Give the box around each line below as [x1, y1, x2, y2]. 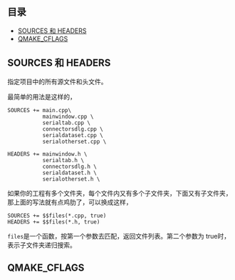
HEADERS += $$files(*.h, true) [7, 218, 100, 226]
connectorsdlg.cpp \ [42, 125, 103, 133]
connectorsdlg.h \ [42, 163, 98, 170]
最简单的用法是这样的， [7, 92, 76, 101]
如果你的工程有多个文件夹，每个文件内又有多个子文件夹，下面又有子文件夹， [7, 189, 232, 197]
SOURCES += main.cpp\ [7, 106, 72, 114]
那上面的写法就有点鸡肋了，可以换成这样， [7, 198, 132, 206]
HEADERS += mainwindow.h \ [7, 150, 88, 158]
